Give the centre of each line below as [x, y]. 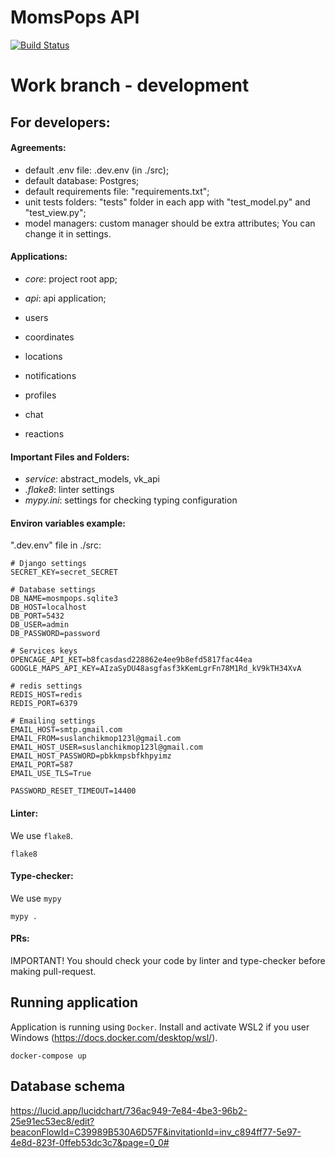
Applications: [39, 257]
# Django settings [48, 564]
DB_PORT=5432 [37, 616]
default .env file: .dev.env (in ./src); [97, 170]
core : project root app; [71, 278]
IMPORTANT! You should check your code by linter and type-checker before [168, 960]
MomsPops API [75, 17]
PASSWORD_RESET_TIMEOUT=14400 [73, 791]
